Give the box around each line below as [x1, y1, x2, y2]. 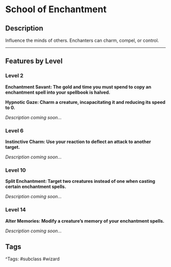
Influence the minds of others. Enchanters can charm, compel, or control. [5, 37, 159, 43]
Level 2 [5, 72, 24, 79]
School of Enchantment [5, 4, 107, 15]
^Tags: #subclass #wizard [5, 256, 60, 262]
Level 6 [5, 127, 24, 134]
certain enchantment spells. [5, 183, 67, 190]
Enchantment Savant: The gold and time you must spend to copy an [5, 84, 152, 90]
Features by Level [5, 57, 63, 66]
